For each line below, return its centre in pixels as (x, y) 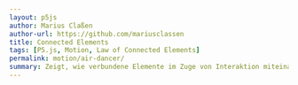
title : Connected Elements (59, 42)
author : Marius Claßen (51, 26)
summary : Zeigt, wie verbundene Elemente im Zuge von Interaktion (134, 67)
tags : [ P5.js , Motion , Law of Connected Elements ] (105, 50)
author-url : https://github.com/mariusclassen (97, 34)
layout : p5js (33, 17)
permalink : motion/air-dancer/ (67, 58)
